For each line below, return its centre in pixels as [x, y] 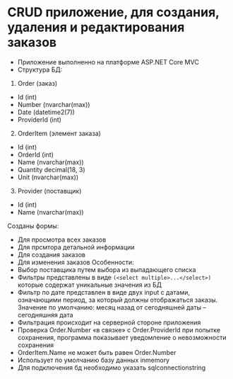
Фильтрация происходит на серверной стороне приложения [109, 322]
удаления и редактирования [96, 27]
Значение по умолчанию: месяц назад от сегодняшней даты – [112, 307]
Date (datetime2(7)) [46, 112]
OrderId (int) [36, 154]
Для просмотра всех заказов [62, 239]
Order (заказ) [37, 83]
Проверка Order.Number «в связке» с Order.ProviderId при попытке [119, 329]
